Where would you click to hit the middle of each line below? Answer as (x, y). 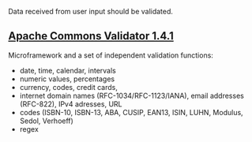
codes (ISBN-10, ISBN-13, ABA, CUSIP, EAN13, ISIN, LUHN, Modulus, (131, 112)
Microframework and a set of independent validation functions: (111, 55)
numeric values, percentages (67, 79)
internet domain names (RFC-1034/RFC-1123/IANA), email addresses (132, 95)
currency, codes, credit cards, (69, 87)
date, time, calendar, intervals (68, 70)
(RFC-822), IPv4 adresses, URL (71, 104)
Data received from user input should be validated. (91, 11)
